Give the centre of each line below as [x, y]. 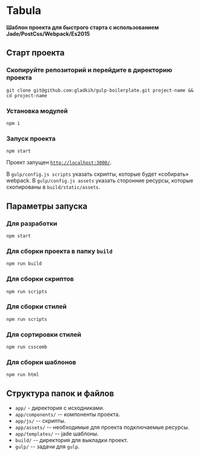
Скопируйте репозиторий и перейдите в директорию [89, 70]
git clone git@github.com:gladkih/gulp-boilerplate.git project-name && [100, 90]
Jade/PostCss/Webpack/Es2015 [48, 33]
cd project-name [27, 96]
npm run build [24, 264]
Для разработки [32, 223]
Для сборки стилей [37, 307]
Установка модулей [37, 111]
